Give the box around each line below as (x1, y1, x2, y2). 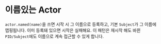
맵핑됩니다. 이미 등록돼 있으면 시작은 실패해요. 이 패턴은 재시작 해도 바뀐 (5, 27, 141, 33)
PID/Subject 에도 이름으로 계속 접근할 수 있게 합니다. (5, 33, 104, 39)
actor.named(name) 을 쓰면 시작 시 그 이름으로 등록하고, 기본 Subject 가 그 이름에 (5, 21, 157, 27)
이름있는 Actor (5, 4, 62, 15)
